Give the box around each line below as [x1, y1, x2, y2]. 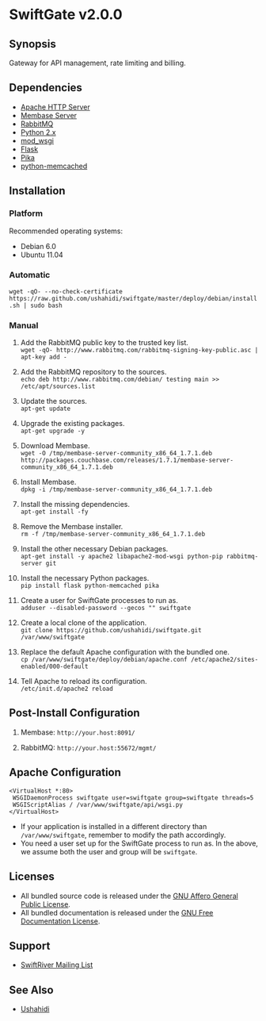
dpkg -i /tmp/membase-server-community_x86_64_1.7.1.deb [20, 486, 213, 493]
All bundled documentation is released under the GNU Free [20, 908, 214, 917]
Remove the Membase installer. [20, 522, 123, 532]
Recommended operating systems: [9, 226, 123, 236]
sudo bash [29, 301, 63, 309]
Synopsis [9, 37, 56, 51]
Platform [9, 208, 43, 219]
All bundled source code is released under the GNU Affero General [20, 891, 238, 900]
